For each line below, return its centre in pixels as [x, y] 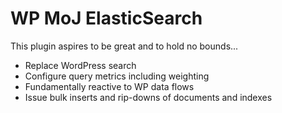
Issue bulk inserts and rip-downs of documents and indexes [148, 97]
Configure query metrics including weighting [117, 76]
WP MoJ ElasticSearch [106, 18]
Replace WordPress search [80, 65]
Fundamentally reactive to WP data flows [109, 86]
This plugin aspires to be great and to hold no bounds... [124, 46]
